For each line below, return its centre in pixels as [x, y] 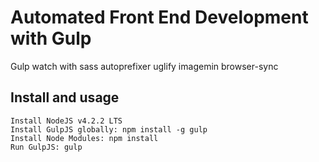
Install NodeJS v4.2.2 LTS [66, 121]
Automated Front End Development [159, 17]
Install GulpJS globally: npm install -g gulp [109, 129]
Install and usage [65, 97]
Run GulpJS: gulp [46, 147]
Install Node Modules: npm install [84, 138]
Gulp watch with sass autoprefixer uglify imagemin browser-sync [144, 66]
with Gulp [51, 38]
